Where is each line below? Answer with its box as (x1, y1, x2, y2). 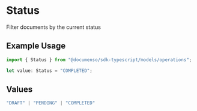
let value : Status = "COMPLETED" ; (6, 67, 93, 74)
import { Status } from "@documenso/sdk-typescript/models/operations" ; (6, 56, 192, 63)
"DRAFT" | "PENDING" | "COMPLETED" (6, 100, 95, 106)
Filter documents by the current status (6, 23, 101, 31)
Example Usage (6, 41, 66, 51)
